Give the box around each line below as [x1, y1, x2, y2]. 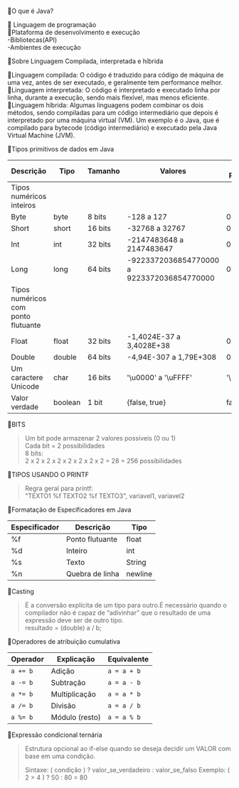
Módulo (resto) [51, 713, 101, 722]
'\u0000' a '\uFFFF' [127, 373, 193, 382]
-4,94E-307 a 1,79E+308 [127, 352, 217, 362]
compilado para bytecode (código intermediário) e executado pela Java [7, 124, 218, 131]
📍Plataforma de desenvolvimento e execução [7, 28, 140, 36]
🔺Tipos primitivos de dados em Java [7, 145, 115, 153]
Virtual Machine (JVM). [7, 131, 75, 139]
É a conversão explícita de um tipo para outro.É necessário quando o [24, 601, 228, 609]
